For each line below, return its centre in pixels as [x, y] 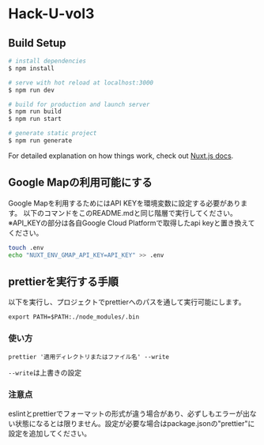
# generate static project [53, 134]
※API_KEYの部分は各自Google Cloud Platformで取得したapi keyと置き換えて [132, 223]
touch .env [26, 247]
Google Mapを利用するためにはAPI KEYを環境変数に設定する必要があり [124, 203]
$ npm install [32, 68]
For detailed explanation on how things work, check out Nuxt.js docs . [121, 156]
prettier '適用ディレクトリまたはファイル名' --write [89, 356]
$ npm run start [35, 119]
